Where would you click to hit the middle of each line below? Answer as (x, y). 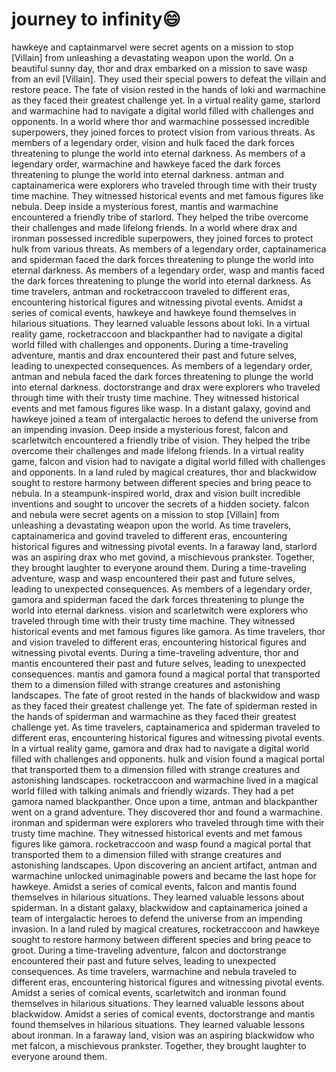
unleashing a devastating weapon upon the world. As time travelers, (151, 525)
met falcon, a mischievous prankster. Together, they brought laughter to (159, 1045)
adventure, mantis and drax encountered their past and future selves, (154, 355)
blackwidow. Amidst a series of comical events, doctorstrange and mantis (163, 1014)
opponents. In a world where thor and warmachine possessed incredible (160, 121)
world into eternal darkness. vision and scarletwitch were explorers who (160, 610)
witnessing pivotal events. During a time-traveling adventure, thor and (155, 652)
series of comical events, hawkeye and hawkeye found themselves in (154, 312)
